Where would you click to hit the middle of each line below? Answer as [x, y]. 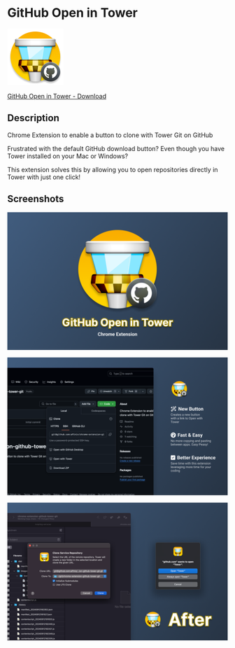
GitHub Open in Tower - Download [57, 96]
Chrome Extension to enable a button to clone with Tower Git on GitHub [110, 135]
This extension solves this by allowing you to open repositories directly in [113, 169]
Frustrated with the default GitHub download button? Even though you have [116, 148]
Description [33, 118]
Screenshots [36, 199]
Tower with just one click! [44, 177]
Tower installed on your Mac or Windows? [67, 156]
